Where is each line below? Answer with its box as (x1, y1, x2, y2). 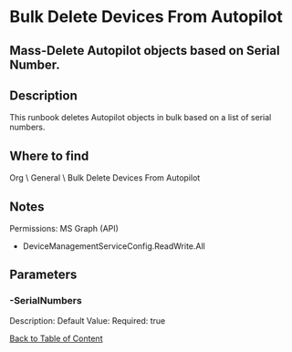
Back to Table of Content (9, 333, 103, 344)
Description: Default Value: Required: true (9, 315, 166, 326)
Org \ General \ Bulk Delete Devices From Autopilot (9, 172, 201, 183)
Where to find (9, 148, 89, 163)
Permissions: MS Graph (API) (9, 223, 119, 234)
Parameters (9, 267, 78, 283)
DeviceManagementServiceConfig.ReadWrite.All (22, 241, 205, 252)
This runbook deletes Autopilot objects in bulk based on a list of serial (9, 112, 272, 123)
